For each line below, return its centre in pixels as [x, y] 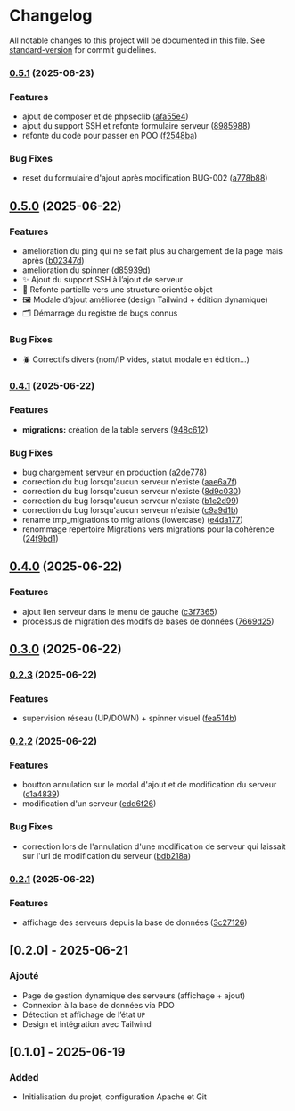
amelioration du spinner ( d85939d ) [86, 270]
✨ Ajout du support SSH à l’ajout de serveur [102, 280]
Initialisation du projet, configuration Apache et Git [115, 1097]
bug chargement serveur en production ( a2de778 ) [115, 472]
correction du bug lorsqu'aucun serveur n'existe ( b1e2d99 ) [130, 501]
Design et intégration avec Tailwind [86, 1023]
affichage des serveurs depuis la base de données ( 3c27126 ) [135, 922]
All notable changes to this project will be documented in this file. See [137, 40]
